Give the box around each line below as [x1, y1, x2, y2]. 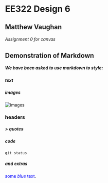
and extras [5, 161, 28, 166]
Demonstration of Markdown [5, 51, 94, 59]
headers [5, 114, 25, 121]
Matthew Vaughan [5, 23, 62, 31]
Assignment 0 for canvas [5, 37, 56, 42]
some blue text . [5, 173, 36, 179]
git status [5, 150, 27, 155]
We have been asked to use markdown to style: [5, 65, 103, 71]
